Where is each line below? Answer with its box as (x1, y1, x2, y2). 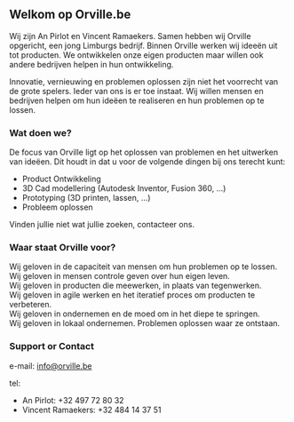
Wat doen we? (9, 126, 73, 139)
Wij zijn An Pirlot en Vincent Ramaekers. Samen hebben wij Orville (9, 30, 251, 41)
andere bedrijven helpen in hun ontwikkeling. (9, 59, 174, 69)
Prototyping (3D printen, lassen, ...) (21, 193, 151, 203)
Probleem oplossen (21, 202, 93, 212)
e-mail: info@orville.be (9, 360, 92, 371)
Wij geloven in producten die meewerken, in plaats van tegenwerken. (9, 280, 262, 291)
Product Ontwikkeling (21, 173, 101, 185)
